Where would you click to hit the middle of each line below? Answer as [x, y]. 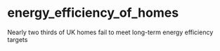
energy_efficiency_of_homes [93, 13]
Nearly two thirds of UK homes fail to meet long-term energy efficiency [110, 32]
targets [18, 39]
